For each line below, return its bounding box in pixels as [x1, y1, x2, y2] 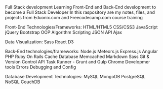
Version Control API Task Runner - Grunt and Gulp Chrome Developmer [5, 59, 150, 64]
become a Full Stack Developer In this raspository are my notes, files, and [5, 9, 155, 15]
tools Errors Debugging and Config [5, 64, 77, 70]
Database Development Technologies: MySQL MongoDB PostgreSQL [5, 74, 146, 79]
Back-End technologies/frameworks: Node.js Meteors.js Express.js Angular [5, 49, 158, 54]
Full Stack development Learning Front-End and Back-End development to [5, 4, 157, 10]
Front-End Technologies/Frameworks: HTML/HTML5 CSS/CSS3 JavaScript [5, 24, 158, 30]
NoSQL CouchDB [5, 79, 41, 85]
